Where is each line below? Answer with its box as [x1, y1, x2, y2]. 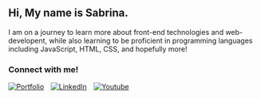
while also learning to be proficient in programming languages [49, 36, 253, 45]
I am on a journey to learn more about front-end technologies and [8, 27, 224, 36]
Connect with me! [8, 63, 79, 74]
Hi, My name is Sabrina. [8, 6, 129, 20]
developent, [8, 36, 48, 45]
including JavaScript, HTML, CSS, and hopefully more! [8, 44, 188, 54]
